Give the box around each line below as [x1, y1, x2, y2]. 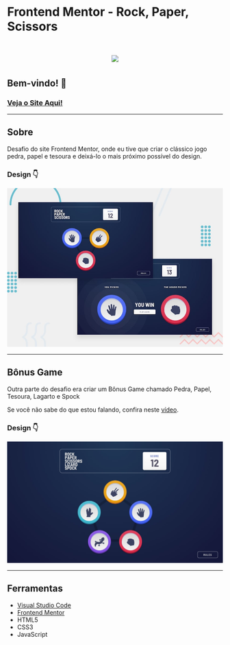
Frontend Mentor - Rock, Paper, [7, 4, 190, 20]
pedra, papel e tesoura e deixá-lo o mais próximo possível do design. [7, 152, 202, 160]
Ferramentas [7, 583, 63, 594]
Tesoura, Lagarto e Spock [7, 392, 80, 400]
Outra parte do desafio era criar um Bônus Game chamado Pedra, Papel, [7, 385, 212, 393]
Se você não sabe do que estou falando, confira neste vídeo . [7, 406, 179, 414]
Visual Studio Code [16, 601, 72, 609]
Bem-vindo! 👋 [7, 77, 67, 89]
